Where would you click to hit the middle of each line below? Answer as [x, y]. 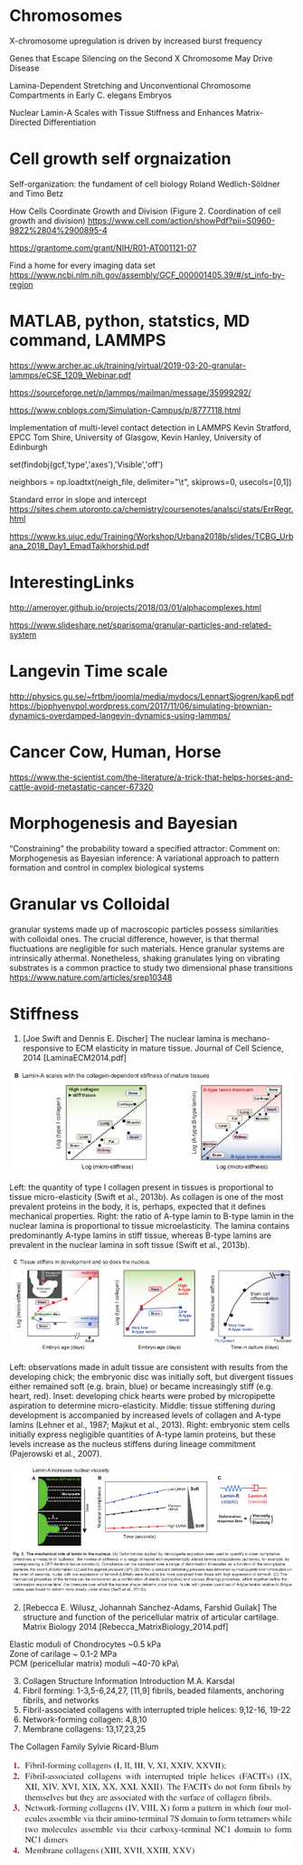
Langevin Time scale [89, 671]
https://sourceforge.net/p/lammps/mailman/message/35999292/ [130, 392]
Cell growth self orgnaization [120, 159]
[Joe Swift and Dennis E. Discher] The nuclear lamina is [126, 1039]
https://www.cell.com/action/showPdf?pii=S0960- [181, 220]
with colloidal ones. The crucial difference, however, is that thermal [134, 938]
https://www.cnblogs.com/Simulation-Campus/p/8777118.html [125, 410]
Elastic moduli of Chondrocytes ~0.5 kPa [85, 1644]
